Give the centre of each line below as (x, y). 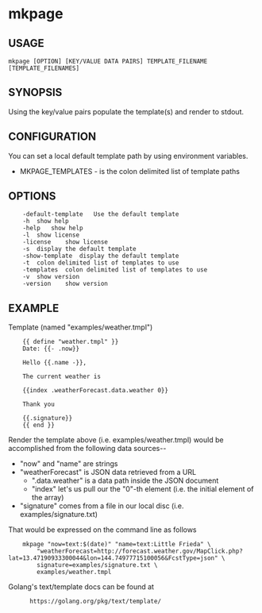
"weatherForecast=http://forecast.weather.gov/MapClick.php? (140, 551)
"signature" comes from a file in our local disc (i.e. (102, 506)
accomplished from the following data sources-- (87, 449)
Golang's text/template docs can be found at (81, 587)
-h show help (46, 222)
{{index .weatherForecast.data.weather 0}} (96, 391)
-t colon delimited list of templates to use (101, 263)
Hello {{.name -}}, (55, 363)
